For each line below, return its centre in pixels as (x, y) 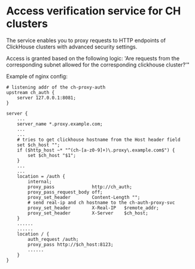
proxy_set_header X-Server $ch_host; (88, 213)
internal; (40, 182)
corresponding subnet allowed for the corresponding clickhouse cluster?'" (98, 65)
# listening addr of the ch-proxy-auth (56, 87)
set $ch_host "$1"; (52, 155)
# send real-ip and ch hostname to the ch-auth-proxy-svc (101, 202)
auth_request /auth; (53, 239)
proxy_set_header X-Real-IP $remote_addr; (94, 208)
